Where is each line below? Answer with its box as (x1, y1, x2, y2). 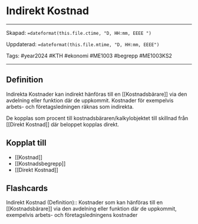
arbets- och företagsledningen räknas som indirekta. (6, 103, 134, 110)
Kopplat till (6, 138, 47, 148)
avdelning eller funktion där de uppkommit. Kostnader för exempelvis (6, 96, 174, 104)
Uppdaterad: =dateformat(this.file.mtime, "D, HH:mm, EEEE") (6, 40, 160, 48)
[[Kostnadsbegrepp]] (14, 160, 66, 167)
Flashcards (6, 183, 48, 193)
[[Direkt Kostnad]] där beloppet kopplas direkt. (6, 121, 120, 128)
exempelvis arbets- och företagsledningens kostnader (6, 212, 138, 219)
